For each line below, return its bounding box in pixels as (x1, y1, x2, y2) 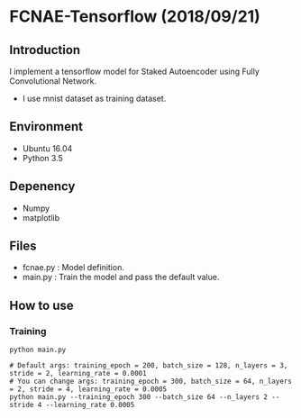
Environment (9, 119, 84, 134)
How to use (9, 297, 74, 313)
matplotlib (22, 212, 60, 223)
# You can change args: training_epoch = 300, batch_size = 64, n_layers (9, 377, 293, 386)
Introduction (9, 42, 81, 58)
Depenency (9, 178, 76, 195)
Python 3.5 (22, 152, 63, 163)
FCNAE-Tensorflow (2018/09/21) (9, 6, 261, 27)
